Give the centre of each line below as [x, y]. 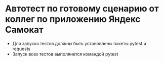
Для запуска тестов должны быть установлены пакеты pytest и [79, 43]
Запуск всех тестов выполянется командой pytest [65, 54]
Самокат [24, 30]
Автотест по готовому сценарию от [82, 9]
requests [21, 49]
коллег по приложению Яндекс [73, 19]
